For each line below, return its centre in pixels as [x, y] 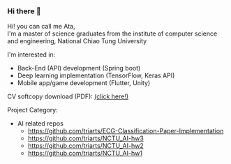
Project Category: [32, 110]
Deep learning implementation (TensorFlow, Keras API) [96, 75]
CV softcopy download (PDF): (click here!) [68, 96]
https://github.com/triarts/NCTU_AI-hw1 [85, 154]
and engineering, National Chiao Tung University [77, 41]
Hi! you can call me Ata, [41, 27]
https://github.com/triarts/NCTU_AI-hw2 [86, 146]
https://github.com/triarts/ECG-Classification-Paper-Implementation [126, 131]
